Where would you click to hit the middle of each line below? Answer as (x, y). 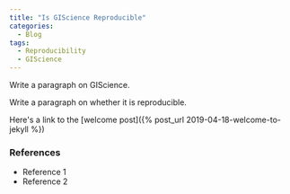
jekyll (19, 129)
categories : (31, 26)
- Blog (30, 34)
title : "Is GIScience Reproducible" (78, 18)
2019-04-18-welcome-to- (233, 119)
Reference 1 (44, 172)
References (35, 152)
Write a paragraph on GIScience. (70, 85)
